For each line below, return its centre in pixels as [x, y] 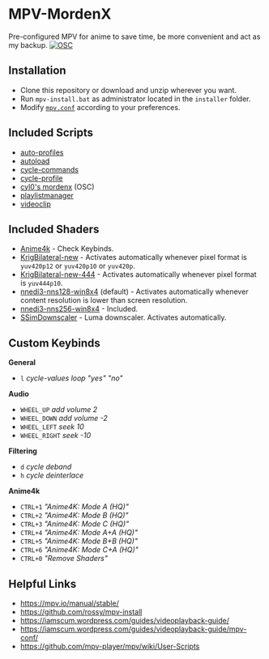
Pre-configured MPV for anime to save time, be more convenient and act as [134, 36]
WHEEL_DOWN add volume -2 [64, 419]
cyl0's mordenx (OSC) [57, 186]
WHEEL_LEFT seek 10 [52, 427]
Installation [37, 71]
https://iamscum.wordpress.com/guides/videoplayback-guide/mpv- [133, 629]
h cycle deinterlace [51, 475]
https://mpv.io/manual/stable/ [70, 603]
